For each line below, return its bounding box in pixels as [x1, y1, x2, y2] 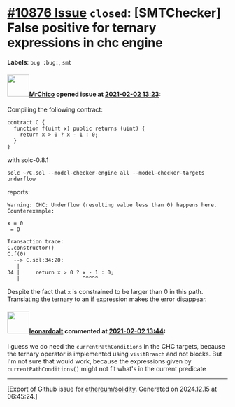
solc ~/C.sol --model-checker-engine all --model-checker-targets [7, 170, 205, 177]
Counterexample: [7, 208, 55, 215]
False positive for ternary [7, 20, 157, 36]
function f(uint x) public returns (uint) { [13, 125, 145, 133]
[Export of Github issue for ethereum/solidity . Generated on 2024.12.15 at [7, 385, 218, 394]
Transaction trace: [7, 239, 64, 246]
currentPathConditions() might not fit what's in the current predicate [7, 365, 206, 373]
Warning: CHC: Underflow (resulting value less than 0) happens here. [7, 201, 218, 208]
